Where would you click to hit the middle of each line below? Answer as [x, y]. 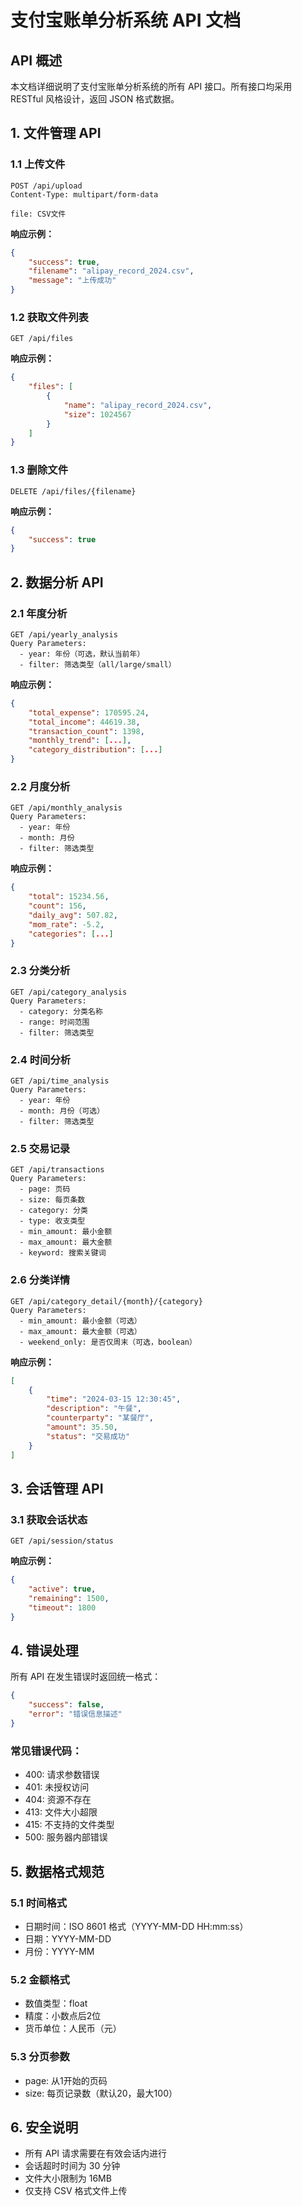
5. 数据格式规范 [57, 1871]
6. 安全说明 [44, 2127]
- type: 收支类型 [52, 1221]
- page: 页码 [45, 1189]
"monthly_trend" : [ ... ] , [80, 741]
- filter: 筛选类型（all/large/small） [98, 664]
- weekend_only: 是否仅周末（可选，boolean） [108, 1342]
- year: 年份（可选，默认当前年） [82, 654]
